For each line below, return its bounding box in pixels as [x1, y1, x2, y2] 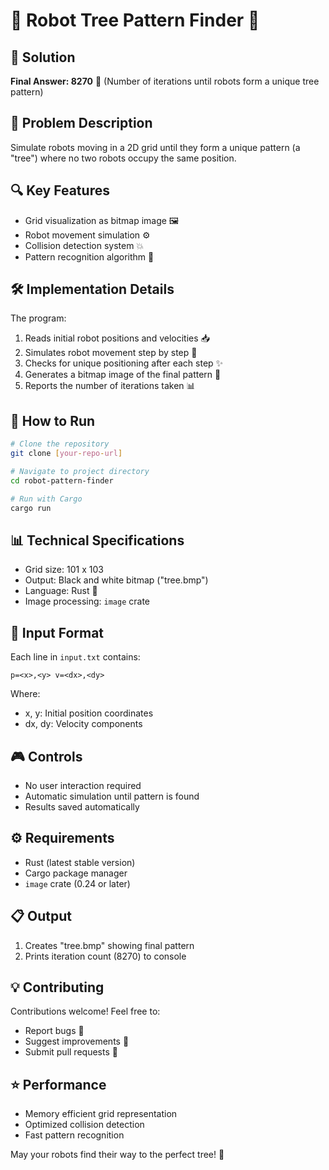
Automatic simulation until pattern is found [24, 790, 200, 802]
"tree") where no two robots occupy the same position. [10, 152, 237, 164]
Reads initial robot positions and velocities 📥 [24, 332, 210, 344]
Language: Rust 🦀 [24, 585, 98, 597]
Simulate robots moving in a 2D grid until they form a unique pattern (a [10, 141, 301, 153]
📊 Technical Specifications [10, 532, 185, 549]
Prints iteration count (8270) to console [24, 950, 187, 962]
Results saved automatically [24, 800, 140, 813]
